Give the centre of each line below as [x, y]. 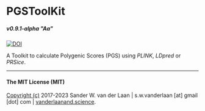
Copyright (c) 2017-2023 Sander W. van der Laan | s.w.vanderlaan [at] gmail [102, 95]
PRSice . [16, 62]
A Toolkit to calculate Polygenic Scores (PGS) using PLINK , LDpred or [94, 56]
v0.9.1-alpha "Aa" [30, 28]
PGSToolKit [36, 11]
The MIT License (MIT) [36, 82]
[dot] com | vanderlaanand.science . [51, 102]
